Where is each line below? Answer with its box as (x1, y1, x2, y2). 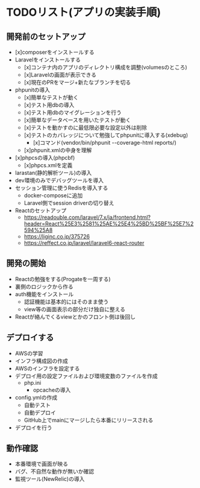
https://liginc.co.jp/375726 (23, 233, 90, 240)
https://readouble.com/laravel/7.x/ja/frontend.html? (23, 214, 151, 221)
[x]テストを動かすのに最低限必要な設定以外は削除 (23, 124, 148, 131)
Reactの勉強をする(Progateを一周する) (14, 275, 111, 282)
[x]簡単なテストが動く (23, 94, 79, 101)
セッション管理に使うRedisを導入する (14, 185, 108, 191)
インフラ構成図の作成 (14, 357, 68, 364)
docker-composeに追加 (23, 192, 83, 199)
